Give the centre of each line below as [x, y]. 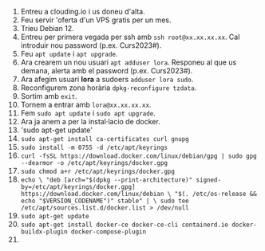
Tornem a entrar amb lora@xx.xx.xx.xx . [86, 104]
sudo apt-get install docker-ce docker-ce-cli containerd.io [125, 225]
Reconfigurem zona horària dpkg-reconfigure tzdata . [109, 88]
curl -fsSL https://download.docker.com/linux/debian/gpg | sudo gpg [139, 156]
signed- [209, 180]
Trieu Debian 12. [47, 28]
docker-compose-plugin [109, 232]
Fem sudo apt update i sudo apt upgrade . [88, 113]
